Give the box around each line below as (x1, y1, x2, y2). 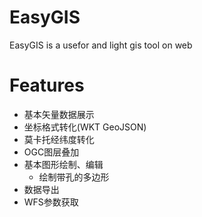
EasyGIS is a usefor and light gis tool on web (9, 39, 193, 51)
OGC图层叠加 (23, 146, 80, 158)
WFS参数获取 (23, 196, 79, 208)
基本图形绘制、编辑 (23, 158, 104, 170)
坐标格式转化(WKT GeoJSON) (23, 121, 147, 133)
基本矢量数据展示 (23, 108, 95, 120)
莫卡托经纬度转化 (23, 133, 95, 145)
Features (9, 74, 85, 97)
